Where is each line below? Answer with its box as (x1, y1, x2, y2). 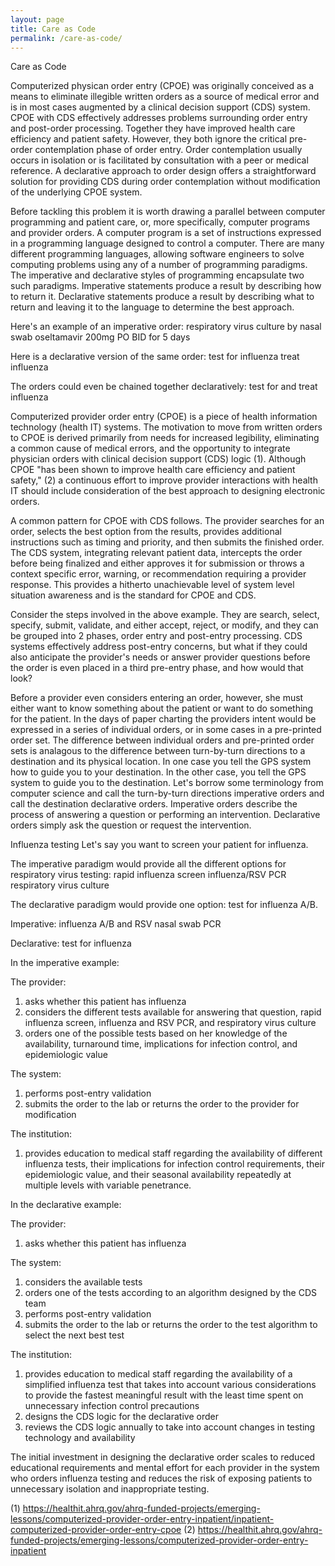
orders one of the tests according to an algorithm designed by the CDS (24, 1287, 317, 1299)
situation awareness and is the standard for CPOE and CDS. (10, 589, 257, 601)
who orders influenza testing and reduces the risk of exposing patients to (10, 1472, 313, 1485)
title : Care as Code (10, 24, 97, 34)
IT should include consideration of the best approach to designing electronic (10, 485, 326, 497)
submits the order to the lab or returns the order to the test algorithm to (24, 1319, 318, 1331)
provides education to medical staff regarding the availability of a (24, 1368, 293, 1380)
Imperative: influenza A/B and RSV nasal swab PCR (10, 918, 222, 930)
